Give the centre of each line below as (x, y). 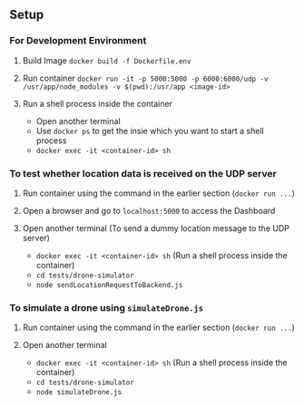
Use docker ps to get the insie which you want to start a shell (150, 130)
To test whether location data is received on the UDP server (143, 173)
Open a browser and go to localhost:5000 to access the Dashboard (149, 210)
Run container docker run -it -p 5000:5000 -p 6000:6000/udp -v (145, 78)
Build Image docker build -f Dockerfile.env (107, 60)
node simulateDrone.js (79, 392)
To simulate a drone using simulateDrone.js (107, 307)
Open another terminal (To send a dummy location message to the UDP (156, 228)
